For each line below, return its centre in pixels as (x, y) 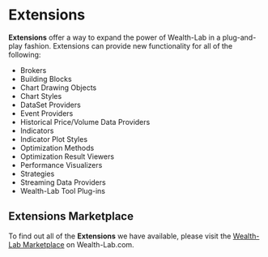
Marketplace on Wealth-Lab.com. (79, 244)
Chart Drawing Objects (58, 88)
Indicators (37, 131)
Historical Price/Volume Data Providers (85, 122)
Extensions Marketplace (71, 216)
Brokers (33, 70)
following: (25, 54)
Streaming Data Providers (63, 182)
